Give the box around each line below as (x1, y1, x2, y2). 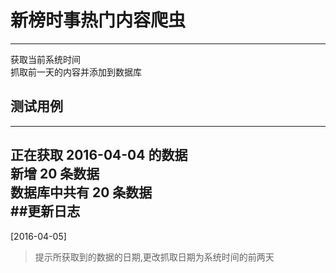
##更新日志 (10, 203, 81, 220)
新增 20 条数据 (10, 166, 100, 183)
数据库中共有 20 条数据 (10, 184, 153, 201)
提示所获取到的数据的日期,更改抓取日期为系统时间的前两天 (34, 251, 275, 263)
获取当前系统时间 (10, 53, 81, 65)
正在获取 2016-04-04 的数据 (10, 147, 188, 164)
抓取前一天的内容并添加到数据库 (10, 66, 142, 78)
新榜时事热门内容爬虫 (10, 9, 187, 32)
